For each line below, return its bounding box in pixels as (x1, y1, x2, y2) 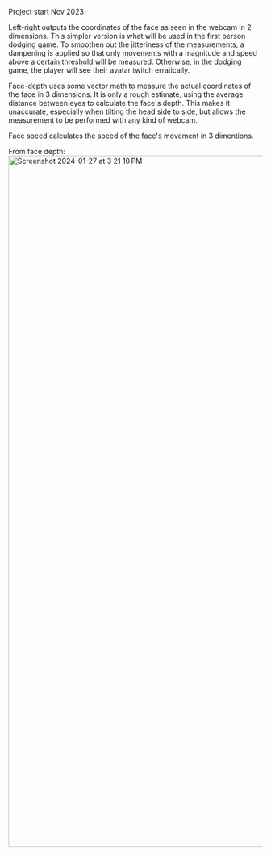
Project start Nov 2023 (8, 7, 85, 16)
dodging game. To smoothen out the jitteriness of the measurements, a (8, 40, 244, 49)
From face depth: (8, 147, 66, 156)
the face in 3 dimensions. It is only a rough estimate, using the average (8, 90, 244, 99)
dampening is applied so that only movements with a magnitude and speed (8, 48, 258, 57)
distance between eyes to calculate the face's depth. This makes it (8, 98, 231, 107)
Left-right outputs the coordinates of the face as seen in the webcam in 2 (8, 23, 252, 31)
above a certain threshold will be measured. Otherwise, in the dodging (8, 57, 242, 66)
